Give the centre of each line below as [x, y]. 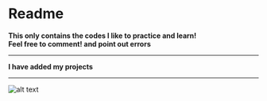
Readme [36, 14]
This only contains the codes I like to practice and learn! [103, 36]
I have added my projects [51, 66]
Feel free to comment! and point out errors [79, 43]
